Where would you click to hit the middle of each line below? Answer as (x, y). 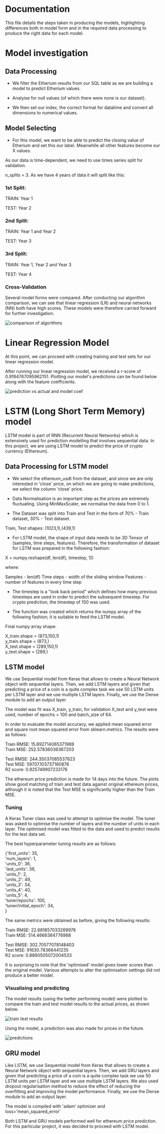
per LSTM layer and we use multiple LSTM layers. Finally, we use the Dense (82, 695)
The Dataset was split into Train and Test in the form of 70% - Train (81, 513)
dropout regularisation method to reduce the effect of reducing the (73, 1086)
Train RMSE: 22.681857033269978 (41, 930)
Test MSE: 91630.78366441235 (37, 950)
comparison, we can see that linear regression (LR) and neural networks (78, 303)
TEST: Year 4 (18, 274)
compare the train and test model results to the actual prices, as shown (77, 1004)
